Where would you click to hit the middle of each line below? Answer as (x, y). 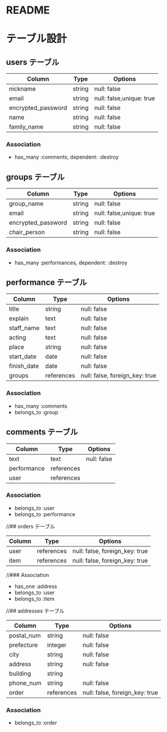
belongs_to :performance (45, 514)
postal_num (25, 635)
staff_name (24, 328)
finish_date (24, 366)
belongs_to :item (34, 599)
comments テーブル (42, 432)
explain (19, 318)
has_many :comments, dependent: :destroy (67, 157)
